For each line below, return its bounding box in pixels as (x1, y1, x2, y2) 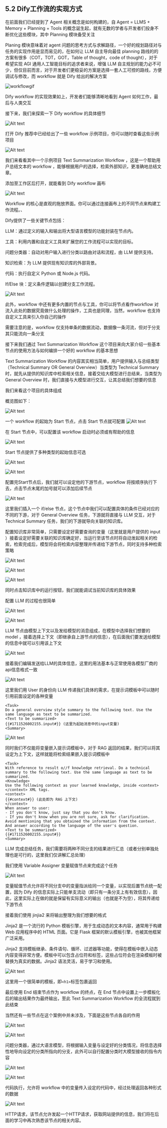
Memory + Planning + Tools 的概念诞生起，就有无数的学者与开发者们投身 (5, 25, 155, 31)
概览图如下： (5, 398, 31, 404)
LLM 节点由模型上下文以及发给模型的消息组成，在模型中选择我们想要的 (5, 627, 151, 633)
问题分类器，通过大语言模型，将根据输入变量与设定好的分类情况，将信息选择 (5, 1042, 162, 1048)
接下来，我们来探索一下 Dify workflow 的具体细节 (5, 110, 106, 116)
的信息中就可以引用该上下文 (5, 640, 62, 646)
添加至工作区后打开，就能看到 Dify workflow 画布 (5, 180, 106, 186)
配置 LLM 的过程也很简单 (5, 597, 56, 603)
